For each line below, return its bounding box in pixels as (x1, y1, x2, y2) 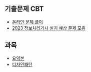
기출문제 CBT (4, 4, 44, 13)
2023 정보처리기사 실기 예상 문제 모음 (11, 25, 86, 31)
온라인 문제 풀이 (11, 19, 43, 25)
